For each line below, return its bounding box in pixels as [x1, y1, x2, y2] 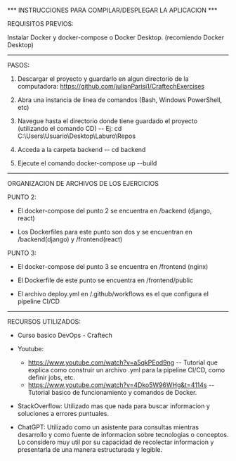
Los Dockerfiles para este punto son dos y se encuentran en [17, 228, 193, 236]
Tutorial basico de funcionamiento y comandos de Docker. [27, 389, 197, 396]
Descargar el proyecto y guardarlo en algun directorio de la [17, 75, 189, 83]
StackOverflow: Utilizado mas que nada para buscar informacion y [17, 402, 211, 410]
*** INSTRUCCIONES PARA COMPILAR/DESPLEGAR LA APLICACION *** [7, 6, 218, 14]
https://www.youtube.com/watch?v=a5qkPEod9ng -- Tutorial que [27, 358, 218, 367]
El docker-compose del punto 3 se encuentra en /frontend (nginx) [17, 263, 209, 270]
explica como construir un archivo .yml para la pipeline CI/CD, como [27, 366, 225, 374]
